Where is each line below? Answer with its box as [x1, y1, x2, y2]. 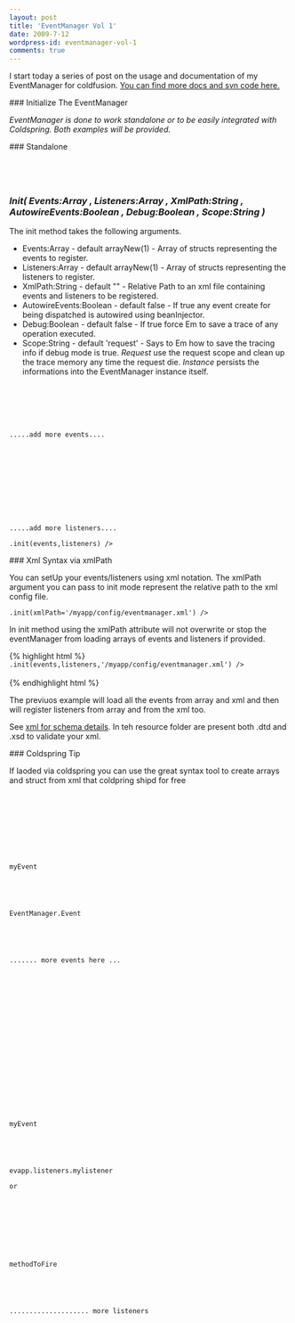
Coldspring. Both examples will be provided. [9, 124, 171, 135]
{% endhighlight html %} [9, 678, 100, 689]
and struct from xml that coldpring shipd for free [9, 775, 187, 786]
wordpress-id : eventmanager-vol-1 [9, 37, 138, 47]
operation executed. [21, 329, 96, 339]
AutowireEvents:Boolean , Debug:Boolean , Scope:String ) [9, 206, 266, 218]
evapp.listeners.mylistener [9, 1166, 114, 1176]
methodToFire [9, 1260, 58, 1270]
